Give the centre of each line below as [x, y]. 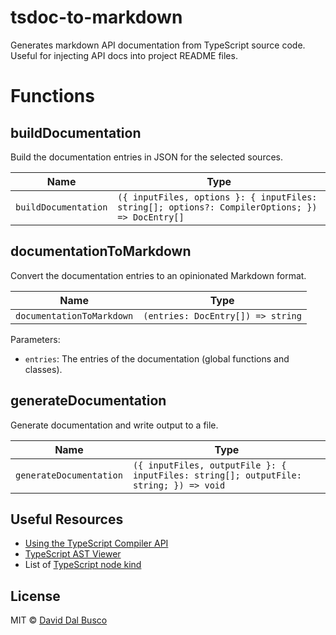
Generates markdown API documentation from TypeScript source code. [158, 45]
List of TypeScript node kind [83, 565]
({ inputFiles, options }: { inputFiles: [217, 197]
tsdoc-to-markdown [96, 17]
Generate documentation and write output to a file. [114, 425]
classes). [43, 369]
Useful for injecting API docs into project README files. [124, 55]
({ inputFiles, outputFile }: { [209, 465]
